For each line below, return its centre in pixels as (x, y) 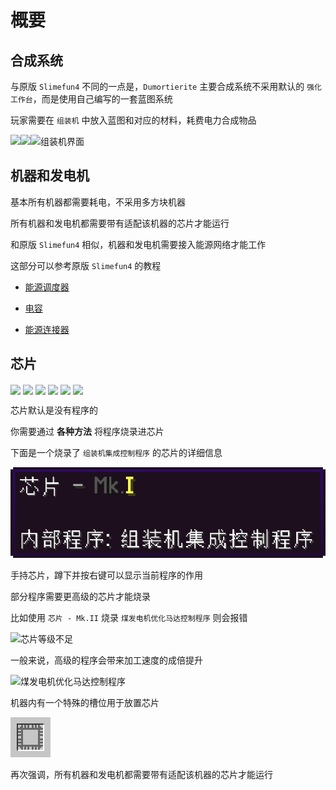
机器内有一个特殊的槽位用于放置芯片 (85, 703)
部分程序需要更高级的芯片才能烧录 (80, 597)
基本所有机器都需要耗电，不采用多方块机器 (98, 202)
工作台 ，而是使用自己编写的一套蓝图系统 (91, 99)
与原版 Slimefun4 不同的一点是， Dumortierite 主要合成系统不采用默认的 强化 (166, 86)
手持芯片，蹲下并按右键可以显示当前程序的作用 (106, 575)
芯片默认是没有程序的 (54, 410)
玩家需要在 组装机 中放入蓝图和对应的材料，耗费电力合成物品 (133, 120)
